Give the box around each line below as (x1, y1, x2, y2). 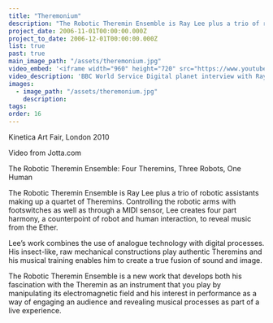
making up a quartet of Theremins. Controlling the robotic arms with (8, 196, 236, 206)
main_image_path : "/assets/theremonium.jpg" (8, 58, 162, 66)
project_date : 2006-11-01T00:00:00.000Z (8, 27, 148, 35)
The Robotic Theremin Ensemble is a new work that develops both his (8, 271, 242, 281)
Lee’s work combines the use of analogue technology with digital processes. (8, 239, 265, 248)
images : (8, 80, 35, 88)
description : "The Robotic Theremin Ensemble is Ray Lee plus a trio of (8, 19, 260, 28)
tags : (8, 102, 27, 110)
